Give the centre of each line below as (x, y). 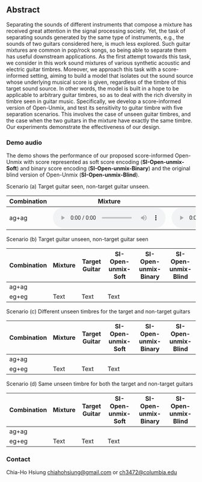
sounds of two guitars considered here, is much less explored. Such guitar (98, 43)
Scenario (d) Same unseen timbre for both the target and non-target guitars (100, 384)
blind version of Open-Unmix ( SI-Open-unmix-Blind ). (73, 175)
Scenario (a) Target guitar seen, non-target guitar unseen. (78, 187)
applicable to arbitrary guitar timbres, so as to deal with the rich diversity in (99, 95)
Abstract (23, 10)
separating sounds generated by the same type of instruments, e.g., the (95, 37)
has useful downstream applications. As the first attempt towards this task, (99, 56)
